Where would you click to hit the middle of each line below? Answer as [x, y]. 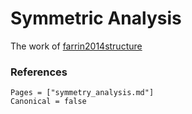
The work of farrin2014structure [76, 46]
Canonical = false [48, 102]
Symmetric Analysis [96, 18]
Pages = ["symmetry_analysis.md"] [82, 93]
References [39, 72]
